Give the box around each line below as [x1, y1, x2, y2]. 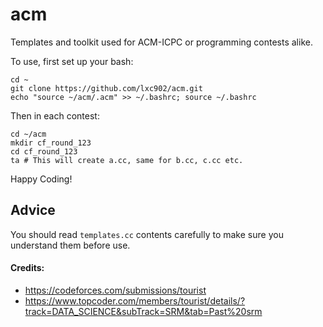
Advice [10, 202, 56, 219]
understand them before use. [10, 239, 131, 251]
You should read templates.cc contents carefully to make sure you [10, 228, 284, 240]
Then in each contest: [10, 109, 100, 122]
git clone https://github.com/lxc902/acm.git [10, 83, 203, 93]
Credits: [10, 262, 45, 274]
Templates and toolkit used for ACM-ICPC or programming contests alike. [10, 36, 313, 48]
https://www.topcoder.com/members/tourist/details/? [24, 294, 246, 307]
